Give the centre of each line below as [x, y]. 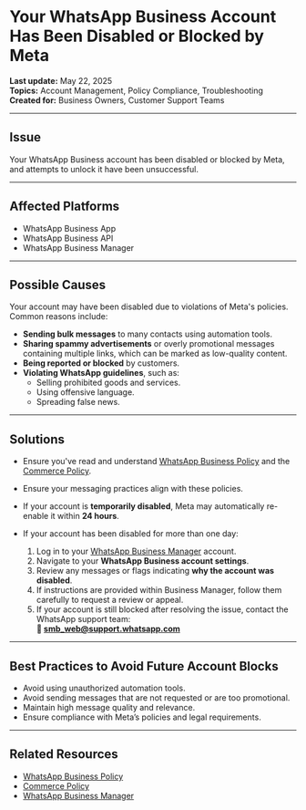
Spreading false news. [78, 402]
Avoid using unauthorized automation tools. [104, 688]
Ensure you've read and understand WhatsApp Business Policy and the [156, 462]
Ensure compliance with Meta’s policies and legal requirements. [142, 717]
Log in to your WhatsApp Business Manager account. [136, 551]
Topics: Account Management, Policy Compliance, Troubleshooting [137, 90]
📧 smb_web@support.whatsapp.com [108, 629]
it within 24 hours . [85, 516]
